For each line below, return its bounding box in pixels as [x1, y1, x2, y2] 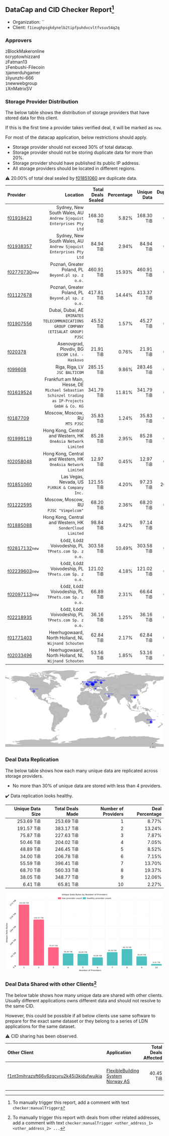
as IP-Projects [52, 398, 84, 404]
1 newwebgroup [5, 80, 38, 86]
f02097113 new [7, 591, 39, 597]
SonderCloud [58, 526, 84, 531]
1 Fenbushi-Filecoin [5, 64, 45, 70]
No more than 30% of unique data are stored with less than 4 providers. [12, 783, 162, 789]
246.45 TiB [55, 846, 79, 853]
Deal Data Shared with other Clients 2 [5, 980, 97, 988]
